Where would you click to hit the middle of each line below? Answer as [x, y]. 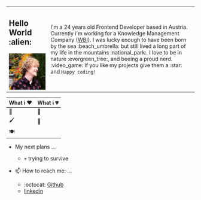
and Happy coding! [74, 71]
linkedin [33, 191]
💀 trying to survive [46, 159]
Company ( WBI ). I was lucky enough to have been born [118, 40]
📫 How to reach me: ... [43, 171]
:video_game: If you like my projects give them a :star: [116, 65]
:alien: [20, 42]
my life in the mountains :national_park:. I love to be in [116, 52]
